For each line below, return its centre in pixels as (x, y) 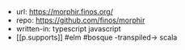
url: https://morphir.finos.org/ (65, 12)
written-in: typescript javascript (68, 29)
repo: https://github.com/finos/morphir (80, 20)
